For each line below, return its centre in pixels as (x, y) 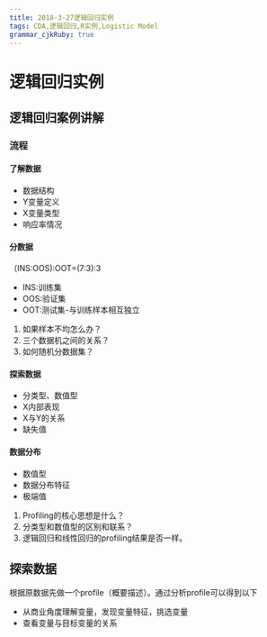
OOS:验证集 (44, 299)
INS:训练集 (42, 287)
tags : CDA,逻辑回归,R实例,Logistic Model (84, 26)
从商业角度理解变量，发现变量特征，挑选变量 (105, 611)
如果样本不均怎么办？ (62, 329)
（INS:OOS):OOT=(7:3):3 (55, 268)
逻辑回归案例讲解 (57, 118)
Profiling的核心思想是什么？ (73, 515)
